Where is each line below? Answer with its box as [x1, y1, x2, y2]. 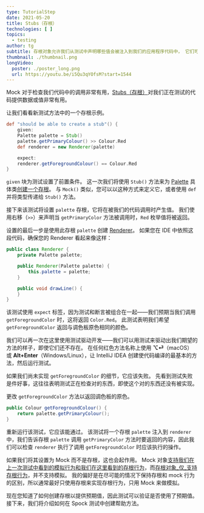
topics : [6, 32, 26, 38]
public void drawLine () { [17, 285, 83, 291]
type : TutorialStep [6, 9, 56, 15]
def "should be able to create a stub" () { [6, 121, 118, 128]
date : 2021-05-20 [6, 15, 50, 21]
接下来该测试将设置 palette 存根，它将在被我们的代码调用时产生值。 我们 [6, 206, 189, 214]
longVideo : [6, 60, 34, 66]
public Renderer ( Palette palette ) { [17, 263, 110, 269]
